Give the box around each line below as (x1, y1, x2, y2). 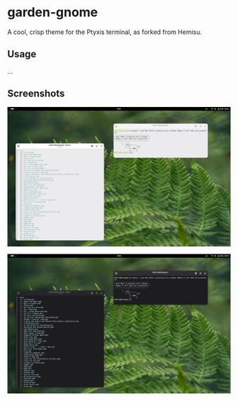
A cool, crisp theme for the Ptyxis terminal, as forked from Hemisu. (7, 28, 203, 36)
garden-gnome (7, 4, 98, 21)
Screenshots (7, 88, 65, 100)
